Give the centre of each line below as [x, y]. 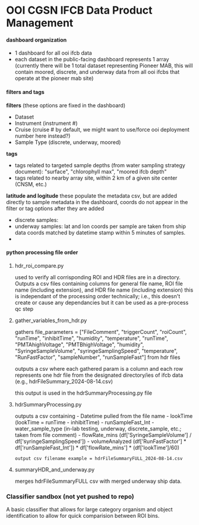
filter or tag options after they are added [55, 208]
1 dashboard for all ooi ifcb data [53, 53]
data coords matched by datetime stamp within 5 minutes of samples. [100, 232]
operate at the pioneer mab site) [54, 79]
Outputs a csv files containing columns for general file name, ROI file [99, 283]
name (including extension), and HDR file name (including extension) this [104, 290]
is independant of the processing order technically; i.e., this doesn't [97, 296]
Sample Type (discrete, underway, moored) [68, 142]
